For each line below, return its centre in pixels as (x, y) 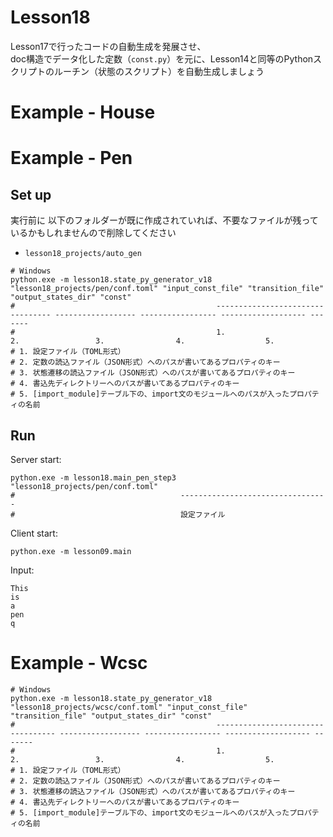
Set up (31, 194)
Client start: (34, 533)
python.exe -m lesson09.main (71, 551)
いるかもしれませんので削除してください (93, 233)
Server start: (36, 459)
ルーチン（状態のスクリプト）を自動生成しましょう (159, 71)
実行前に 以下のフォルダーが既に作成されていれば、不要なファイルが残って (164, 220)
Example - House (83, 112)
